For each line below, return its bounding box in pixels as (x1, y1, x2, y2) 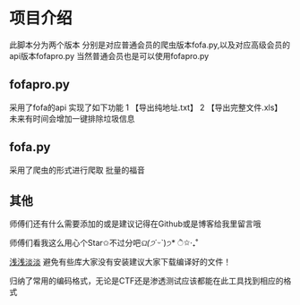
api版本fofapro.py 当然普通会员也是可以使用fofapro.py (9, 50, 210, 61)
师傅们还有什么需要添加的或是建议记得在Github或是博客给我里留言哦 (9, 218, 261, 229)
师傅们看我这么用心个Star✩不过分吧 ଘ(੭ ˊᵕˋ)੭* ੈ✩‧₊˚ (9, 238, 199, 249)
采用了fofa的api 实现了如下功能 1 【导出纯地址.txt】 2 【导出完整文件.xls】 (9, 102, 283, 113)
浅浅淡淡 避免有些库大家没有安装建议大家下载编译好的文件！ (9, 257, 231, 267)
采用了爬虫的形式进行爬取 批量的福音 (9, 165, 145, 175)
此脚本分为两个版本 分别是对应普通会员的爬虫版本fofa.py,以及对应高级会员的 (9, 39, 291, 50)
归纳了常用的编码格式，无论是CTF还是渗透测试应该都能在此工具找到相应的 (9, 275, 284, 286)
